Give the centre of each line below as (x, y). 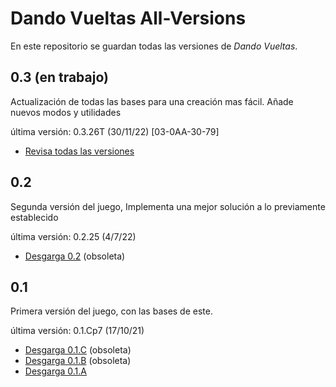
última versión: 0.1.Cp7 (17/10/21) (77, 331)
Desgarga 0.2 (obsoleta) (75, 256)
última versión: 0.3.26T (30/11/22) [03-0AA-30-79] (115, 131)
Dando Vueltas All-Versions (128, 18)
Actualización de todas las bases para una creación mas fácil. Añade (152, 101)
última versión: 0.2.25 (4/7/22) (73, 236)
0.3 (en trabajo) (59, 77)
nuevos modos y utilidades (66, 112)
